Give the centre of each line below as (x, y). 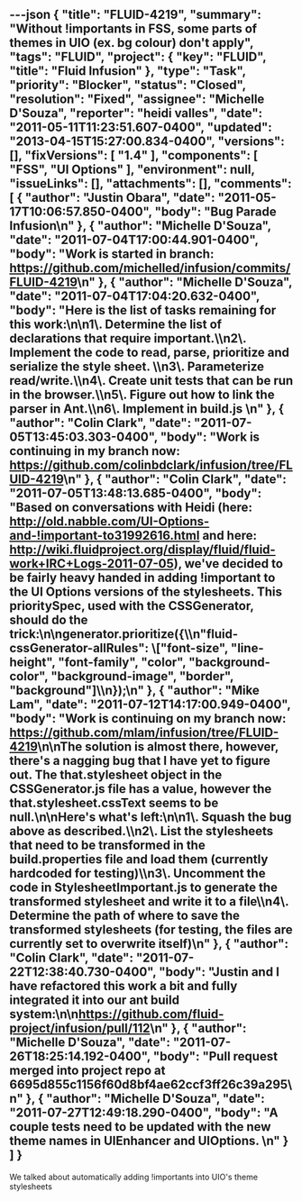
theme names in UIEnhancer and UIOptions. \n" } (149, 1141)
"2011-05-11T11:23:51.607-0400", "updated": (141, 127)
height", (32, 663)
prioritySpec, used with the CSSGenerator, (132, 606)
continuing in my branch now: (95, 451)
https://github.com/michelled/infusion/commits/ (150, 268)
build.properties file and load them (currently (139, 860)
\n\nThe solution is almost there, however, (158, 747)
